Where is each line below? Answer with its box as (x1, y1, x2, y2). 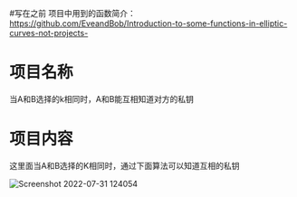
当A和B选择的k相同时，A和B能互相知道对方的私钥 (9, 93, 195, 104)
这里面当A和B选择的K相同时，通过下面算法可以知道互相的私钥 (9, 160, 240, 171)
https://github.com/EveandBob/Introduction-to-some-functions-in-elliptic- (9, 18, 288, 29)
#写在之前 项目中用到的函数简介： (9, 8, 136, 18)
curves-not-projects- (9, 28, 89, 38)
